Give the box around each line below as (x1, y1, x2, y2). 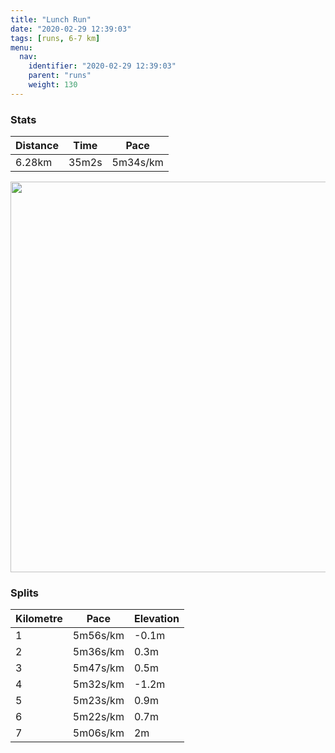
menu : (10, 42, 33, 53)
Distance (15, 139, 59, 153)
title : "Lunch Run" (10, 14, 92, 25)
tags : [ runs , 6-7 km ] (10, 33, 101, 43)
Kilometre (15, 612, 63, 626)
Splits (10, 586, 39, 600)
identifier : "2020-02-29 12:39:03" (28, 61, 177, 71)
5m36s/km (72, 645, 125, 659)
